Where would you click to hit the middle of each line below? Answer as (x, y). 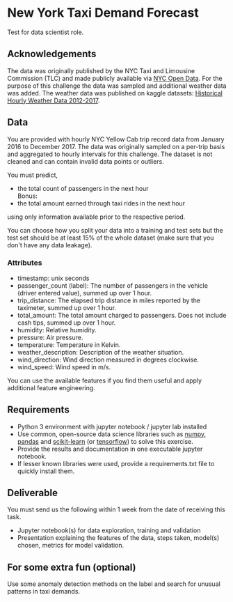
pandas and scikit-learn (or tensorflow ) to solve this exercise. (105, 441)
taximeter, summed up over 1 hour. (67, 307)
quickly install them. (46, 471)
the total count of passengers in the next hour (83, 188)
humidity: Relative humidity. (57, 330)
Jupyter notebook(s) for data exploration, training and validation (109, 530)
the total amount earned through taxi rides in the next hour (101, 203)
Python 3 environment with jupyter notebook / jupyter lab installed (112, 426)
